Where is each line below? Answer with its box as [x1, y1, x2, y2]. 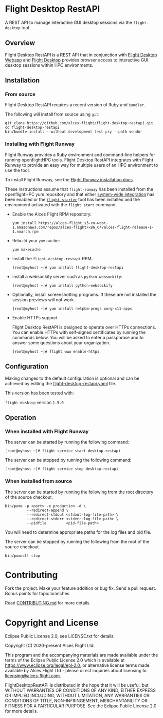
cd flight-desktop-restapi [5, 125, 60, 130]
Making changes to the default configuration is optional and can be [5, 375, 140, 381]
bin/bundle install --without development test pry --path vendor [5, 129, 143, 135]
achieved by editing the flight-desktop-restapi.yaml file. [5, 380, 117, 386]
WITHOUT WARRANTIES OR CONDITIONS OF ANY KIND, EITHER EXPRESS [5, 687, 156, 693]
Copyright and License [5, 617, 99, 628]
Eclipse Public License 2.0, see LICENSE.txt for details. [5, 633, 115, 639]
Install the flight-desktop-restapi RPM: [12, 255, 93, 261]
